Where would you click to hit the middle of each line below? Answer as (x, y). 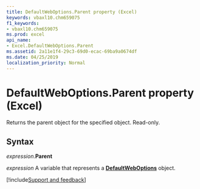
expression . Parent (29, 156)
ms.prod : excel (26, 35)
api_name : (19, 40)
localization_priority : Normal (46, 63)
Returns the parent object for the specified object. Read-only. (83, 123)
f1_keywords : (23, 23)
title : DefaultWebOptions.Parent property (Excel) (72, 12)
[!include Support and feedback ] (46, 180)
